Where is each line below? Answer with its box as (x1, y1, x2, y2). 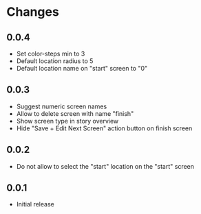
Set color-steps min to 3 (16, 49, 85, 58)
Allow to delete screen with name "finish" (16, 109, 134, 117)
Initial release (16, 200, 54, 209)
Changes (6, 4, 59, 20)
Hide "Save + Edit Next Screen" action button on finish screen (16, 124, 193, 132)
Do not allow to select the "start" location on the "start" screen (16, 162, 194, 170)
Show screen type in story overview (16, 117, 119, 125)
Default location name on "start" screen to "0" (16, 64, 148, 72)
